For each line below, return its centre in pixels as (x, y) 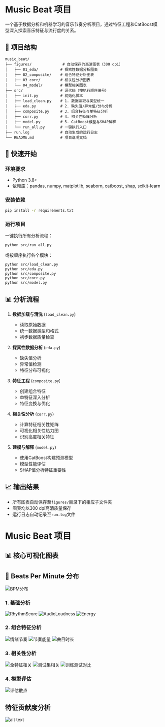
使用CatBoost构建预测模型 (46, 458)
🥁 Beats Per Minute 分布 (42, 576)
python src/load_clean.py (32, 264)
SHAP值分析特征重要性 (43, 470)
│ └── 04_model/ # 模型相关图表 (46, 85)
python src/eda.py (24, 269)
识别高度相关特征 (37, 436)
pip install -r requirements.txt (39, 210)
